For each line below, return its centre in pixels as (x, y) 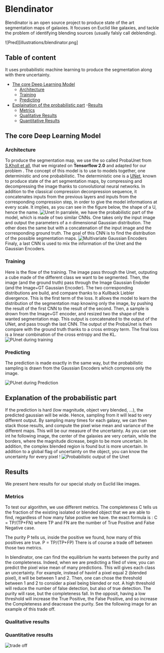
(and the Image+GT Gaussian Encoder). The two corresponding (69, 287)
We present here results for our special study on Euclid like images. (73, 484)
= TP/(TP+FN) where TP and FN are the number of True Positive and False (80, 522)
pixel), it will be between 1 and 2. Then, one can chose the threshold (73, 578)
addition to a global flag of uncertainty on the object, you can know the (76, 451)
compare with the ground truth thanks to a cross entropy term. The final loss (82, 329)
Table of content (31, 58)
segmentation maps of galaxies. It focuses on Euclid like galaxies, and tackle (82, 27)
